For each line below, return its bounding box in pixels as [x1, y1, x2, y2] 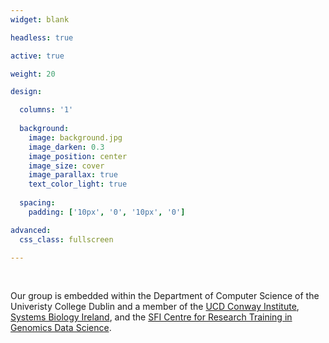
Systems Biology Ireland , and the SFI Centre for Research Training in [10, 311, 293, 323]
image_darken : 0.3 [28, 142, 105, 152]
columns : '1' [19, 105, 74, 115]
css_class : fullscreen [19, 234, 114, 245]
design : [10, 87, 43, 97]
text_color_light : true [28, 179, 128, 190]
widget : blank [10, 14, 70, 25]
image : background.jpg [28, 132, 123, 143]
